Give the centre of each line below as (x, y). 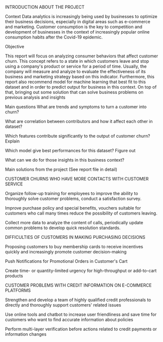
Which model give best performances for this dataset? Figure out (70, 151)
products (14, 276)
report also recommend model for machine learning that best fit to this (75, 82)
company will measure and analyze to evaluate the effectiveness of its (75, 72)
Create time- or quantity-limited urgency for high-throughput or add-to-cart (81, 270)
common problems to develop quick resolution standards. (63, 228)
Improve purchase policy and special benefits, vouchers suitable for (73, 208)
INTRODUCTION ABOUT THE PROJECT (45, 7)
